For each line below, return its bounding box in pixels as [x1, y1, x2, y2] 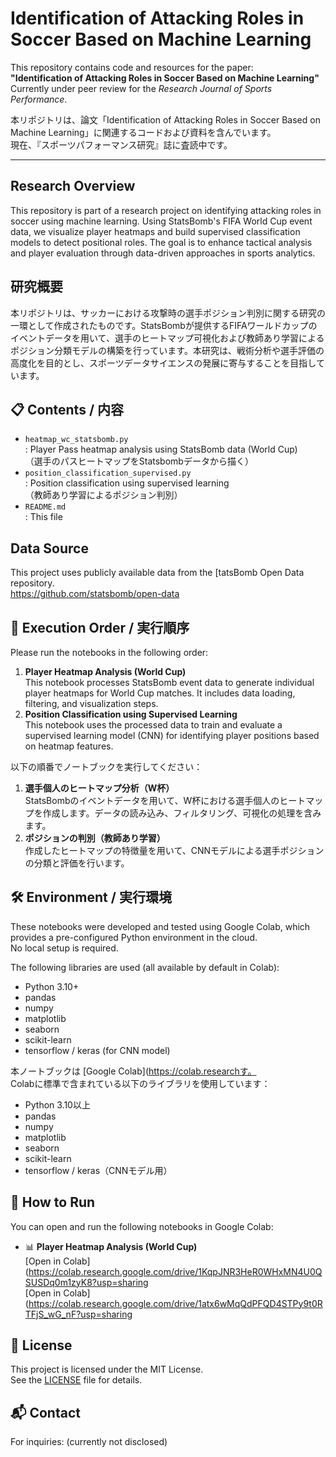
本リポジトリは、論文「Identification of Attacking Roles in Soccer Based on [10, 113, 321, 126]
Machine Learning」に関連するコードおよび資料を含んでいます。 [10, 126, 277, 138]
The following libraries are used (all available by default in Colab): [10, 961, 280, 973]
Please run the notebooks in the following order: [10, 647, 209, 658]
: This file [24, 511, 63, 523]
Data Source [10, 540, 89, 557]
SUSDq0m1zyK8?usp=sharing [24, 1276, 149, 1288]
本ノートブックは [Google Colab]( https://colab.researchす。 [10, 1065, 257, 1077]
